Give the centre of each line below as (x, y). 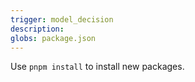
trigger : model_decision (62, 19)
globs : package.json (53, 38)
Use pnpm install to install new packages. (97, 67)
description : (37, 29)
